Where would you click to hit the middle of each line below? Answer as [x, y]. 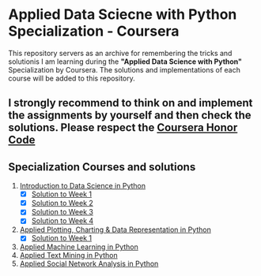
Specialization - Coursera [94, 31]
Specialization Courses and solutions [102, 167]
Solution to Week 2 [62, 203]
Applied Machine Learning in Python [79, 247]
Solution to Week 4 [62, 221]
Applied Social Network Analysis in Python [89, 264]
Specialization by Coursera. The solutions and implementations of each [125, 69]
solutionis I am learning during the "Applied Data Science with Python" [125, 62]
